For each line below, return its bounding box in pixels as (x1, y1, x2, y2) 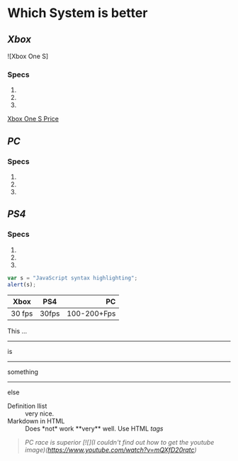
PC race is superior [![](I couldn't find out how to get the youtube (24, 438, 215, 447)
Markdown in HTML (7, 417, 65, 426)
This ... (7, 327, 28, 335)
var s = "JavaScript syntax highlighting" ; (7, 274, 138, 282)
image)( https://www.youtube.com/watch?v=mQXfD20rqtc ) (24, 445, 197, 455)
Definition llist (7, 402, 47, 411)
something (7, 367, 39, 377)
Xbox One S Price (7, 115, 59, 123)
